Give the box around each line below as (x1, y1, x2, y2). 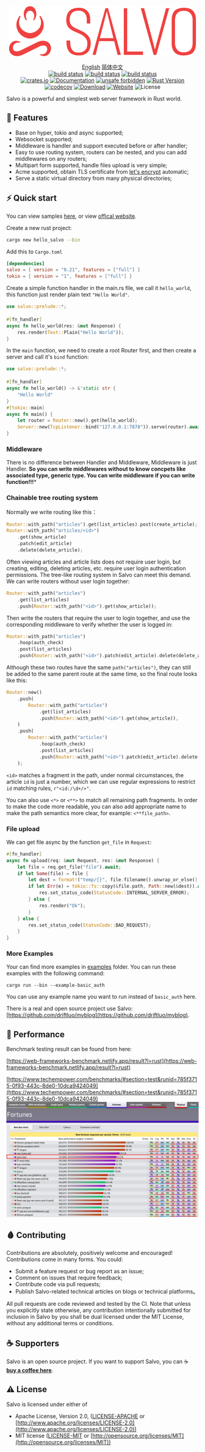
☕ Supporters (6, 1338, 60, 1349)
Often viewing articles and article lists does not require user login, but (6, 558, 181, 565)
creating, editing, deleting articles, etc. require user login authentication (6, 564, 186, 571)
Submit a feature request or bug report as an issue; (15, 1268, 144, 1275)
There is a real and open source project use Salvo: (6, 1005, 133, 1012)
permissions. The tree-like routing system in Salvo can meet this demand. (6, 571, 192, 578)
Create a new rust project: (6, 224, 72, 231)
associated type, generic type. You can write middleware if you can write (6, 472, 195, 479)
